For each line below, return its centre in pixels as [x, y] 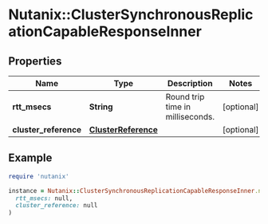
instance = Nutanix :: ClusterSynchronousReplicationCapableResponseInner [132, 191]
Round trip [185, 97]
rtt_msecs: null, [44, 198]
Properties [35, 61]
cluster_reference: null [57, 206]
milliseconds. [190, 117]
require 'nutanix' [39, 176]
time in [178, 107]
